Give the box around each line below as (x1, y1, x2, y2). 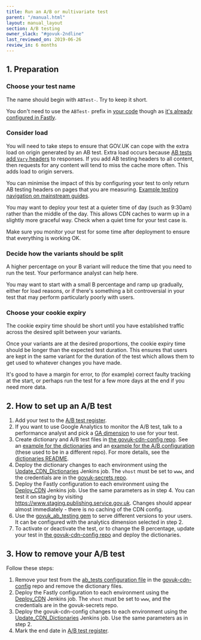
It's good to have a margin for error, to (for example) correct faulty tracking (6, 371, 191, 378)
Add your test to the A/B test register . (14, 417, 107, 424)
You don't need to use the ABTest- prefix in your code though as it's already (6, 107, 193, 114)
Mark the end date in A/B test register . (14, 627, 109, 635)
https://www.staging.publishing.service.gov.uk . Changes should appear (14, 499, 192, 506)
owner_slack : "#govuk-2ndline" (6, 31, 84, 37)
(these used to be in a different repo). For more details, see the (14, 448, 170, 456)
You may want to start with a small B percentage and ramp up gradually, (6, 281, 184, 288)
